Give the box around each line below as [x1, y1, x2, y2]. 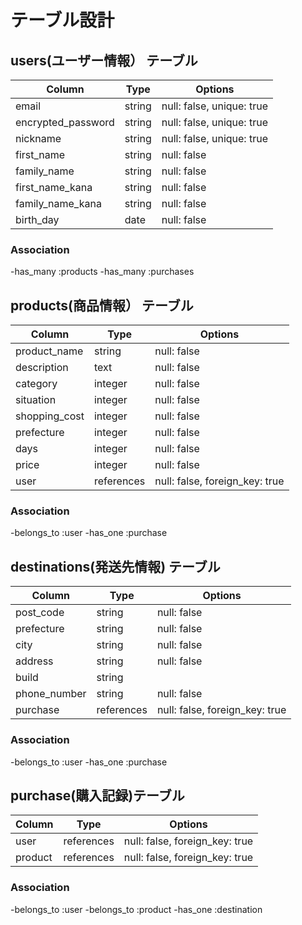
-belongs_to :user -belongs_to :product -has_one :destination [10, 903, 263, 915]
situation [15, 393, 57, 407]
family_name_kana [15, 197, 102, 210]
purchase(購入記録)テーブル [10, 787, 185, 804]
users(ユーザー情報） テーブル [10, 52, 198, 69]
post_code [15, 606, 65, 620]
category [15, 377, 58, 391]
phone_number [15, 687, 87, 701]
